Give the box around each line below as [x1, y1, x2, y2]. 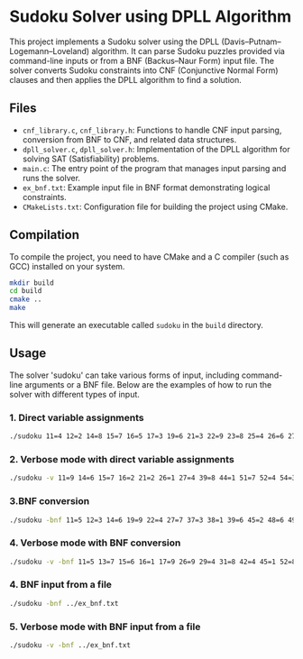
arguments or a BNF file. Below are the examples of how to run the [24, 379, 272, 389]
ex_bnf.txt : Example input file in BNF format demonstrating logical [22, 182, 271, 193]
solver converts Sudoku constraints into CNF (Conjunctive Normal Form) [9, 65, 279, 76]
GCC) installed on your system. [9, 261, 125, 271]
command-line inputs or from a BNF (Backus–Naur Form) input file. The [9, 55, 275, 66]
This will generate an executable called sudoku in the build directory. [9, 320, 264, 331]
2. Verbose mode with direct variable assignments [9, 453, 234, 465]
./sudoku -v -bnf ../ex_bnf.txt [9, 641, 131, 650]
